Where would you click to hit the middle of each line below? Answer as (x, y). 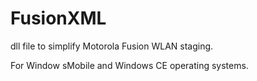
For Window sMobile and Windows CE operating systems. (129, 65)
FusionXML (58, 18)
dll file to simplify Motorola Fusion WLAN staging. (112, 46)
